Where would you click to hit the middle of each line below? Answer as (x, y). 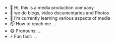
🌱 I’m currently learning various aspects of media (60, 18)
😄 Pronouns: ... (26, 31)
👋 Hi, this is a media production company (52, 8)
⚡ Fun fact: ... (23, 36)
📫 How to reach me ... (33, 24)
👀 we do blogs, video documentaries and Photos (59, 13)
